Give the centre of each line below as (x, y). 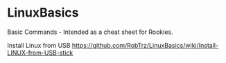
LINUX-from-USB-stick (40, 53)
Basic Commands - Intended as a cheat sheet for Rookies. (90, 32)
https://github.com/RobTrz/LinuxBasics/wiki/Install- (145, 45)
